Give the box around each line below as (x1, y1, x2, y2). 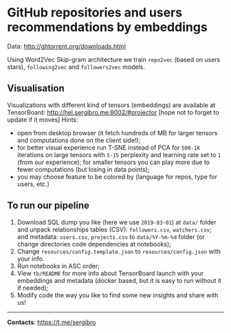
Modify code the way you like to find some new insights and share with (16, 290, 219, 299)
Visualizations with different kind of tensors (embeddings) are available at (7, 101, 216, 109)
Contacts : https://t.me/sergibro (7, 318, 96, 326)
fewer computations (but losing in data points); (16, 165, 150, 173)
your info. (16, 254, 45, 262)
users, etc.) (16, 180, 50, 188)
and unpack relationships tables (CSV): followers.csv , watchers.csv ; (16, 225, 212, 233)
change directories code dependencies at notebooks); (16, 240, 172, 248)
